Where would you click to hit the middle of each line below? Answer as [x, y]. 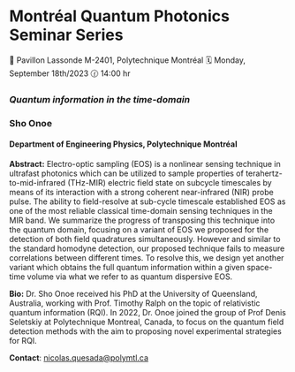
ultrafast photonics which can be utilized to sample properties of [127, 173]
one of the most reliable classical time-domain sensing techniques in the [141, 210]
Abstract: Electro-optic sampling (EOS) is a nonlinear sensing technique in [145, 163]
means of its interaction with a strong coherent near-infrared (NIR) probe [141, 192]
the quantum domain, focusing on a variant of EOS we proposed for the [139, 229]
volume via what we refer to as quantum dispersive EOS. [130, 277]
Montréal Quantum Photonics [119, 16]
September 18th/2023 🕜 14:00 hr [70, 73]
